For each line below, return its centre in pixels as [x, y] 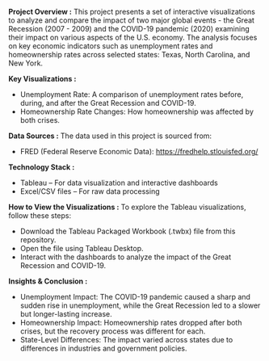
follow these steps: [40, 216]
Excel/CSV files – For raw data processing [90, 191]
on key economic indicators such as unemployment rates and [111, 46]
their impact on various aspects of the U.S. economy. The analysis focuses [133, 37]
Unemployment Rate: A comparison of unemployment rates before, [132, 94]
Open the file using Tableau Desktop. [82, 248]
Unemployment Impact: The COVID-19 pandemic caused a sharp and [135, 297]
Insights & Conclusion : [48, 281]
